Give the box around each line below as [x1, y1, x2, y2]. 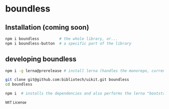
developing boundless [5, 55, 77, 63]
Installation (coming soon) [5, 23, 90, 32]
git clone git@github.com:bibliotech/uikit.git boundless [5, 77, 129, 82]
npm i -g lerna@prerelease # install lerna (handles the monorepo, [5, 68, 150, 73]
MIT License [5, 100, 27, 105]
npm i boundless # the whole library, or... [5, 36, 118, 41]
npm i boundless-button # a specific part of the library [5, 41, 132, 46]
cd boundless [5, 82, 33, 87]
